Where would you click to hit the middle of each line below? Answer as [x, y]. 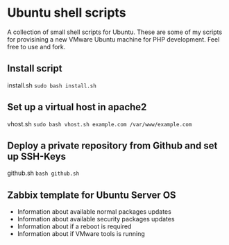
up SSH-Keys [37, 157]
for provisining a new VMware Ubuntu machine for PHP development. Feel [113, 39]
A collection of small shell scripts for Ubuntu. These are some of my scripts [115, 32]
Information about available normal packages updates [94, 212]
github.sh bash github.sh [43, 173]
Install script [35, 68]
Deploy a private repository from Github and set [112, 145]
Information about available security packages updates [96, 219]
